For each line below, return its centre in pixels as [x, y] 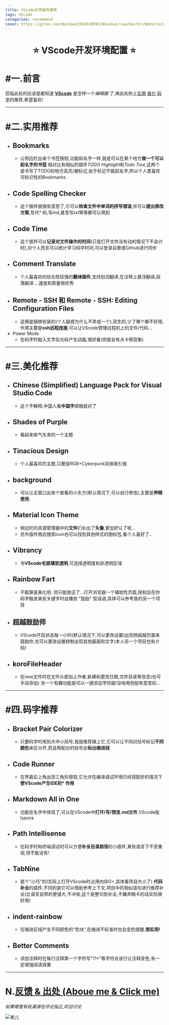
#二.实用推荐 [32, 127]
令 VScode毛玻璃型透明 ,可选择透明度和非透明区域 [71, 563]
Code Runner [34, 764]
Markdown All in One [46, 799]
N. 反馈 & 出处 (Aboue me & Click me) [82, 992]
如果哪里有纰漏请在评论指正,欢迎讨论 [44, 1006]
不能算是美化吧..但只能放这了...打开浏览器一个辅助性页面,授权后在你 [90, 592]
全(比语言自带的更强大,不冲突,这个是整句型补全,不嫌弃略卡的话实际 [89, 894]
